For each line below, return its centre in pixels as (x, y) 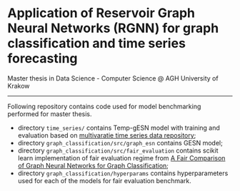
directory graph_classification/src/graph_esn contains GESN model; (120, 143)
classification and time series (96, 43)
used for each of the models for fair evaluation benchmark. (104, 180)
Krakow (19, 86)
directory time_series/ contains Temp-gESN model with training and (119, 128)
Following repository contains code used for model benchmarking (104, 106)
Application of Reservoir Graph (101, 13)
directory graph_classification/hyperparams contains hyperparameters (123, 173)
